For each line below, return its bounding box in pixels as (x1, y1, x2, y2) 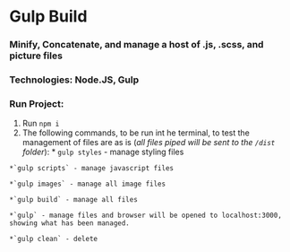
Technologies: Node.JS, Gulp (9, 74, 140, 86)
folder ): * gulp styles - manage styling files (21, 146, 184, 158)
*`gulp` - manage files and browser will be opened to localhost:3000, (9, 211, 282, 221)
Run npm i (21, 118, 60, 129)
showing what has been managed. (9, 219, 130, 228)
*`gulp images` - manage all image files (9, 179, 166, 189)
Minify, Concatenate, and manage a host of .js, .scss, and (9, 39, 264, 51)
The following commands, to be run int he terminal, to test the (21, 127, 251, 138)
